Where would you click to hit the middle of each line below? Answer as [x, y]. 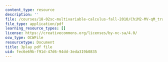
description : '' [22, 14]
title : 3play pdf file [29, 47]
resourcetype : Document [30, 42]
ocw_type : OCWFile [24, 38]
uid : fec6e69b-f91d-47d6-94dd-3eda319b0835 [51, 51]
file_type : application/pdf [34, 24]
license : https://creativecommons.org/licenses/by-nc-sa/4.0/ [71, 33]
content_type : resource [30, 10]
